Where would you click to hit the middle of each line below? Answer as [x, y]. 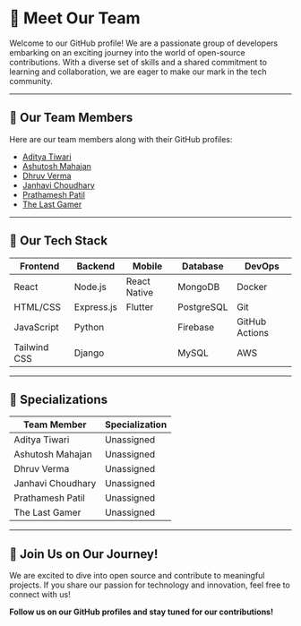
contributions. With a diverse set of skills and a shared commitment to [138, 62]
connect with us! [40, 595]
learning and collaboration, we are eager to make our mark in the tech [138, 72]
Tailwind [31, 347]
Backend [96, 266]
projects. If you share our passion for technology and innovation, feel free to [150, 585]
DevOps [262, 266]
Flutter [140, 306]
